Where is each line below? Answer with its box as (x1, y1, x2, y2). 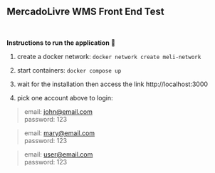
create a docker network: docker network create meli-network (16, 52, 201, 61)
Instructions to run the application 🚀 (6, 38, 115, 47)
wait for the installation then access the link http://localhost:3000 (16, 80, 208, 88)
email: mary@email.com (23, 128, 95, 137)
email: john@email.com (23, 107, 93, 116)
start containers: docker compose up (16, 65, 122, 74)
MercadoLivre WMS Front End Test (6, 6, 164, 18)
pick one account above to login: (16, 93, 113, 102)
